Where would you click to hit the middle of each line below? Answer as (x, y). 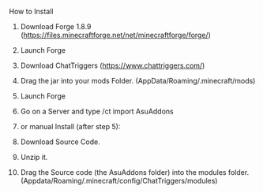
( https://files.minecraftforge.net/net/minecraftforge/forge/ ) (116, 35)
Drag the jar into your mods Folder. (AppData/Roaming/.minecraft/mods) (138, 81)
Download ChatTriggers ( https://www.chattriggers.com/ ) (113, 65)
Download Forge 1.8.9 (56, 26)
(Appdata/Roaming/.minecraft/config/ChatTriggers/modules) (119, 181)
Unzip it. (34, 157)
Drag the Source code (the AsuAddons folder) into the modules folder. (135, 172)
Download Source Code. (60, 142)
